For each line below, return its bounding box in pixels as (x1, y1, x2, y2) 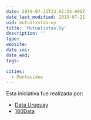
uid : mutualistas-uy (6, 19, 57, 25)
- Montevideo (11, 74, 43, 80)
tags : (6, 58, 19, 64)
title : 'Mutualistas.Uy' (6, 25, 67, 31)
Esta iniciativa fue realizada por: (6, 90, 83, 97)
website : (6, 42, 28, 48)
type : (6, 36, 19, 42)
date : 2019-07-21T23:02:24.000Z (6, 8, 85, 15)
